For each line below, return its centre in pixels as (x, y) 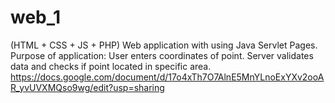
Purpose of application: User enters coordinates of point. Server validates (162, 55)
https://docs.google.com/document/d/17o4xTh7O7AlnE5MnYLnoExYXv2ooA (167, 77)
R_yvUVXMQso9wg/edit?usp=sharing (87, 87)
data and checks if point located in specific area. (111, 66)
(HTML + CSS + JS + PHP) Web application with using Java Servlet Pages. (164, 45)
